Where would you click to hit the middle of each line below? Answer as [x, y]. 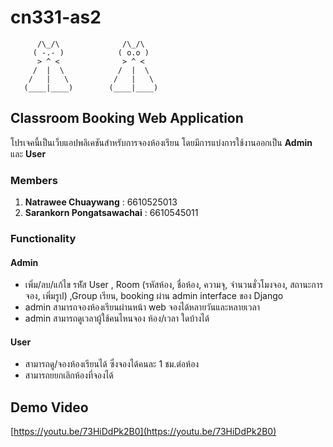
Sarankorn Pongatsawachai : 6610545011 [111, 213]
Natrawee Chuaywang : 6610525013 [101, 202]
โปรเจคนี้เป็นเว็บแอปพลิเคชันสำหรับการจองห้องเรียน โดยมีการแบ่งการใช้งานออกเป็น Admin [161, 142]
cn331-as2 [56, 17]
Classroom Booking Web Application [127, 118]
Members [34, 180]
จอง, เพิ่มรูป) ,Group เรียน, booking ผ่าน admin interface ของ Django [154, 296]
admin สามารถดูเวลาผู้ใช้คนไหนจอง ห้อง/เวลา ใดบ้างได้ [117, 318]
